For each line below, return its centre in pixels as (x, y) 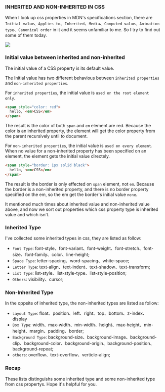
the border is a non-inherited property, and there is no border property (77, 189)
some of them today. (26, 35)
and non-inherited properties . (37, 83)
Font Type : (23, 248)
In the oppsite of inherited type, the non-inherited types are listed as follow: (82, 303)
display (20, 319)
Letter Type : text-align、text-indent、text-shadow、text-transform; (81, 267)
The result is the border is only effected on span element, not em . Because (80, 184)
